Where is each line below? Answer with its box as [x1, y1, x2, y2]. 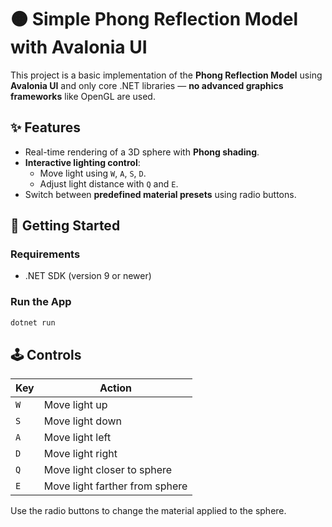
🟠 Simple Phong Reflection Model [10, 8, 299, 31]
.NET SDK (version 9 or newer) [24, 270, 152, 282]
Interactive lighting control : [24, 156, 141, 168]
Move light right [43, 447, 118, 461]
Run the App [10, 295, 72, 309]
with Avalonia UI [10, 36, 148, 59]
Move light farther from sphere [43, 479, 188, 493]
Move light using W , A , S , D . [39, 167, 147, 179]
